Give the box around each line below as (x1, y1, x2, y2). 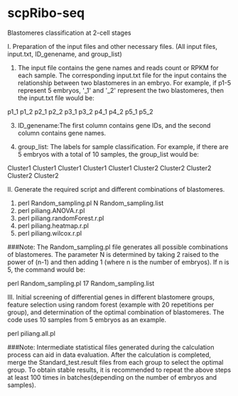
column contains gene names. (17, 128, 107, 137)
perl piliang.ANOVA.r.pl (17, 206, 85, 214)
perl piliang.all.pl (7, 329, 55, 338)
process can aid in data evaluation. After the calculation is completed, (7, 350, 212, 359)
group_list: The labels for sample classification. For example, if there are (17, 142, 229, 150)
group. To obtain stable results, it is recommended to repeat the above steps (7, 365, 232, 374)
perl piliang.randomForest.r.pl (17, 214, 104, 222)
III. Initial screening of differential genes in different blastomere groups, (7, 292, 215, 301)
